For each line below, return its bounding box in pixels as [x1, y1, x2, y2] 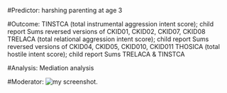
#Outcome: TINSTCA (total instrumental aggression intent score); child [7, 20, 214, 28]
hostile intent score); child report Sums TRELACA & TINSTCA [7, 50, 185, 58]
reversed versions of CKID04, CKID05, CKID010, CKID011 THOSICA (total [7, 43, 220, 50]
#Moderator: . [7, 77, 98, 86]
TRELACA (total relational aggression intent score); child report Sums [7, 35, 209, 43]
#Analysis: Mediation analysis [7, 64, 94, 72]
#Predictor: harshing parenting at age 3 [7, 6, 123, 14]
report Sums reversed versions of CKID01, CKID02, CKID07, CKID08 [7, 28, 206, 35]
